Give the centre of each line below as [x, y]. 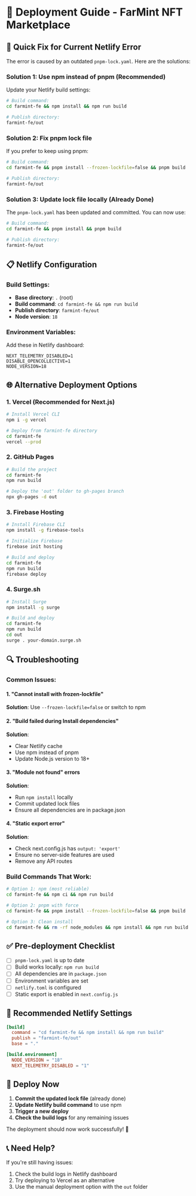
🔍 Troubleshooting [42, 660]
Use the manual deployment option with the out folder [81, 1187]
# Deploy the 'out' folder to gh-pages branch [65, 492]
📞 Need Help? [31, 1148]
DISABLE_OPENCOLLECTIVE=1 [38, 361]
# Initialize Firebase [34, 541]
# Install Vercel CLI [33, 414]
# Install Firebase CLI [36, 525]
